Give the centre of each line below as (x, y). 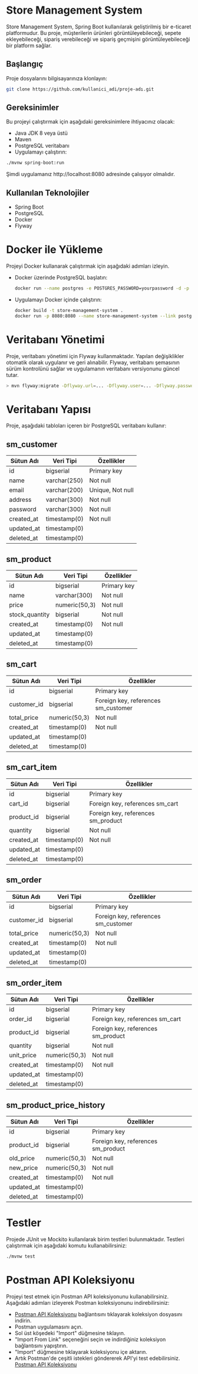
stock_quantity (29, 615)
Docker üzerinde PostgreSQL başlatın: (61, 278)
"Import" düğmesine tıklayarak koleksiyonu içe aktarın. (81, 1352)
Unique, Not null (111, 490)
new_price (24, 1168)
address (20, 500)
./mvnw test (21, 1256)
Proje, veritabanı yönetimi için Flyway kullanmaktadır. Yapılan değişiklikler (95, 356)
